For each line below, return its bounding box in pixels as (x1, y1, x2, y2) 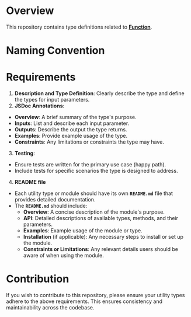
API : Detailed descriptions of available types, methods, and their (23, 215, 179, 222)
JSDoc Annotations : (14, 102, 65, 109)
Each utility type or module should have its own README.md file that (14, 190, 173, 197)
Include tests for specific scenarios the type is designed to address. (14, 168, 178, 175)
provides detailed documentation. (14, 196, 96, 203)
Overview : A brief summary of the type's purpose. (14, 114, 137, 121)
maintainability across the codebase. (6, 304, 95, 311)
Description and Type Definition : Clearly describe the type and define (14, 90, 185, 97)
